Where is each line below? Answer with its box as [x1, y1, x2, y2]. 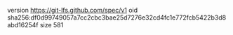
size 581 [39, 21, 64, 29]
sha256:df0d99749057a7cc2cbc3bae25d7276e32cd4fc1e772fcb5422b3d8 [7, 13, 227, 22]
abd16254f [7, 21, 39, 29]
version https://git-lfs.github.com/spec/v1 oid [7, 6, 138, 14]
